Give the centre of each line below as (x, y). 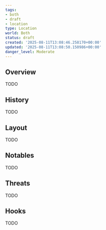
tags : (11, 10)
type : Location (21, 29)
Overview (21, 72)
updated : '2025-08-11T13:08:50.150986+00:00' (53, 47)
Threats (18, 183)
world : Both (17, 33)
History (17, 100)
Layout (16, 128)
